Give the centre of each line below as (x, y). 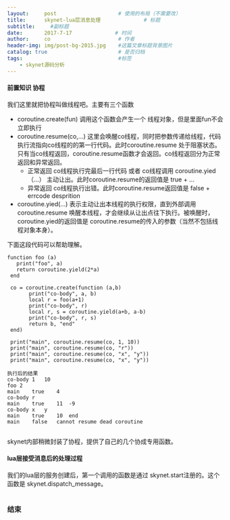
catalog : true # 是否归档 (76, 52)
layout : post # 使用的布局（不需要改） (94, 13)
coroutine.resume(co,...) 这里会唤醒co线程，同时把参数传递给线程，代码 (119, 136)
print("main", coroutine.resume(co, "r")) (72, 348)
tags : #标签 (70, 59)
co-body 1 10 (29, 379)
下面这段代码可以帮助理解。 (46, 244)
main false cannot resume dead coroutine (75, 421)
